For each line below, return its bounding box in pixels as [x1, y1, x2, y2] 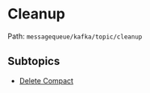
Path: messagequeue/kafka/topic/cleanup [7, 31, 143, 41]
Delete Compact [19, 75, 74, 85]
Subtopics [7, 55, 60, 68]
